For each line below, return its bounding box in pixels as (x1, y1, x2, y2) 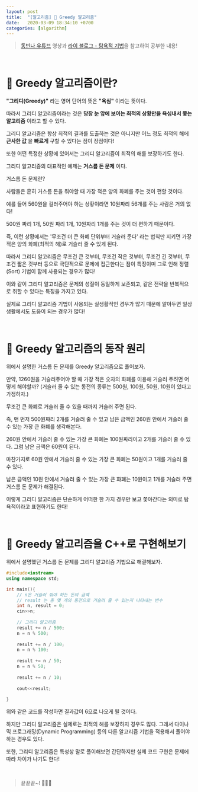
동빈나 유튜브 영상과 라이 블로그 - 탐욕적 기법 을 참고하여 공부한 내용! (20, 42, 178, 49)
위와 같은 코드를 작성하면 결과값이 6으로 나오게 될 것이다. (6, 708, 137, 715)
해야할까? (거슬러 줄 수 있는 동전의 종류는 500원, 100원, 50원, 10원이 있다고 (17, 383, 191, 390)
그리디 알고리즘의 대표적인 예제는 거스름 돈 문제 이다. (6, 162, 127, 170)
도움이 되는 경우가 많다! (31, 308, 85, 315)
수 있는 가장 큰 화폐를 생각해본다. (6, 423, 82, 430)
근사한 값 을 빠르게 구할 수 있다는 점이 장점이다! (6, 138, 115, 145)
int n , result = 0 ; (17, 603, 65, 609)
